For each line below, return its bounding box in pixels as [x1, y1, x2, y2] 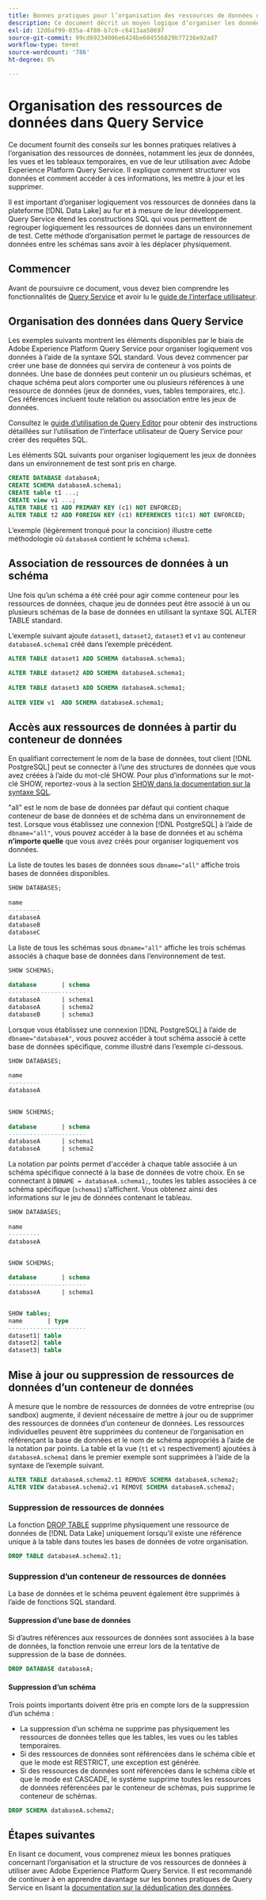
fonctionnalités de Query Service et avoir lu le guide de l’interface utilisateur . [8, 291, 257, 301]
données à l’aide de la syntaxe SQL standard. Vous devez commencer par [8, 352, 249, 362]
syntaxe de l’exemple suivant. [8, 1460, 104, 1470]
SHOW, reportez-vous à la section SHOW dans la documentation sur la [19, 779, 251, 789]
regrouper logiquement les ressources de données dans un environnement [8, 223, 253, 232]
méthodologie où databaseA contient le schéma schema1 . [8, 534, 190, 543]
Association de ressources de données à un [8, 557, 229, 570]
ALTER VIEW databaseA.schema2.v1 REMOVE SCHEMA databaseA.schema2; [8, 1483, 236, 1491]
